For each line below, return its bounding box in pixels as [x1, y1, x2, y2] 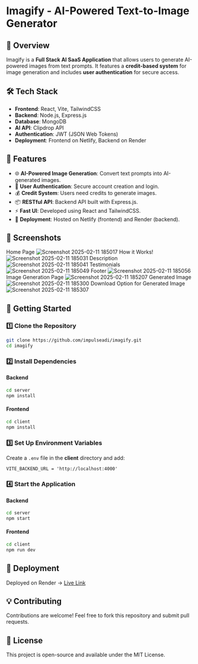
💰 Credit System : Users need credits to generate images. [14, 189, 157, 196]
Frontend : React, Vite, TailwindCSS [14, 105, 101, 112]
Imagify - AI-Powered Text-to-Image [6, 4, 190, 18]
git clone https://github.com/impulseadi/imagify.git [6, 337, 142, 343]
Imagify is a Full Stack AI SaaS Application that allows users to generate [6, 56, 184, 63]
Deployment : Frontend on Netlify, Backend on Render [14, 136, 146, 143]
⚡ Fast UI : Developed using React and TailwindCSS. [14, 207, 141, 214]
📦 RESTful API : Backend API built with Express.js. [14, 198, 138, 205]
